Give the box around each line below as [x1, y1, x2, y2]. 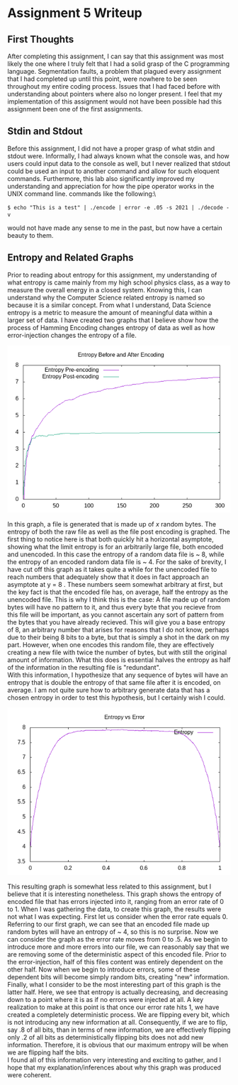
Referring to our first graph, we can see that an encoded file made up [7, 920, 210, 928]
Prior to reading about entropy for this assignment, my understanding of [7, 270, 217, 279]
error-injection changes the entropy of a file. [7, 331, 137, 339]
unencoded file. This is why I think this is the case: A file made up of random [7, 595, 230, 604]
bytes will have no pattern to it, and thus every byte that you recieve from [7, 602, 221, 611]
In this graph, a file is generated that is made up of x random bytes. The [7, 519, 217, 528]
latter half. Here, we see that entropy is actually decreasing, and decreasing [7, 988, 228, 996]
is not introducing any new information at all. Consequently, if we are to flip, [7, 1018, 228, 1026]
